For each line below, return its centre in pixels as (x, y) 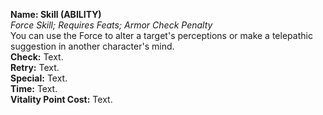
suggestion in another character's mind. (92, 46)
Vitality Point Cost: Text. (61, 99)
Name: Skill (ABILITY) (56, 14)
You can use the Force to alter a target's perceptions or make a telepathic (161, 35)
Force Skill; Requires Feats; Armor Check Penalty (111, 25)
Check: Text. (37, 57)
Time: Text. (34, 88)
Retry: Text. (35, 67)
